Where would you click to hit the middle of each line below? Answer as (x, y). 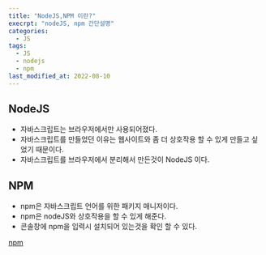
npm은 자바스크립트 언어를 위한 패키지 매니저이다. (99, 206)
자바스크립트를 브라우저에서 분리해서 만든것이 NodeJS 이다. (115, 159)
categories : (28, 31)
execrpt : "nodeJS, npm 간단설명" (62, 23)
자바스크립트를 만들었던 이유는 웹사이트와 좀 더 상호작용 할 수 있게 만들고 (135, 139)
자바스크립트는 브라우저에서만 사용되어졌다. (89, 130)
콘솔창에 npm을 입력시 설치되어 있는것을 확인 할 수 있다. (108, 227)
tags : (17, 46)
